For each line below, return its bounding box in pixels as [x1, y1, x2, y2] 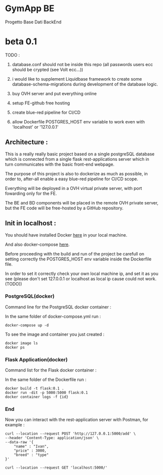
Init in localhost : [5, 219, 56, 227]
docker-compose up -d [5, 322, 49, 328]
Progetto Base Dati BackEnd [5, 19, 62, 25]
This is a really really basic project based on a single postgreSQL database [5, 151, 155, 157]
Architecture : [5, 138, 48, 146]
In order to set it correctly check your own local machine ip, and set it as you [5, 271, 159, 276]
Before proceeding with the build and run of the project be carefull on [5, 251, 145, 256]
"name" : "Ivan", [14, 444, 49, 449]
